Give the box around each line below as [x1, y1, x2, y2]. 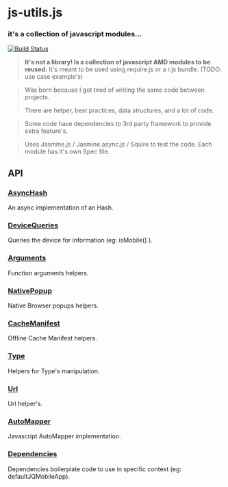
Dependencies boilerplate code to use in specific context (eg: [8, 464, 182, 473]
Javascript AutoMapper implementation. [8, 432, 122, 440]
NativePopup [8, 286, 52, 295]
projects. [24, 93, 50, 101]
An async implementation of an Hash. [8, 203, 114, 212]
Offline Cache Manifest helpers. [8, 334, 98, 342]
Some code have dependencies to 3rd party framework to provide [24, 120, 212, 128]
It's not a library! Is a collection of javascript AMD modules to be [24, 58, 211, 66]
